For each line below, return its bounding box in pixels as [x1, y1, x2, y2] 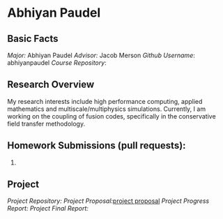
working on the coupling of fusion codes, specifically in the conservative [7, 112, 216, 120]
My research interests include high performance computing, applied [7, 97, 203, 105]
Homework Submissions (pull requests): [7, 139, 186, 151]
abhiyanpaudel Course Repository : [7, 59, 107, 67]
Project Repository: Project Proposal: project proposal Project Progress [7, 197, 210, 205]
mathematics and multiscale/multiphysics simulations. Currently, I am [7, 105, 206, 113]
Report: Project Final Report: [7, 204, 89, 213]
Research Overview [7, 79, 95, 91]
